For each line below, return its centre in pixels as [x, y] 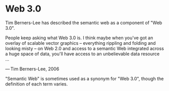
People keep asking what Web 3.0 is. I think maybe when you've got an [79, 38]
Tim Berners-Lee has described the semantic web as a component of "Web [84, 23]
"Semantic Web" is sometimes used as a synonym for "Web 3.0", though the [84, 78]
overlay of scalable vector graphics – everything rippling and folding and [80, 43]
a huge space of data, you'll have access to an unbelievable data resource [82, 54]
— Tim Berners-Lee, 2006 [32, 69]
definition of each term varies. [37, 84]
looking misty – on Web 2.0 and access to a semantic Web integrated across [84, 48]
